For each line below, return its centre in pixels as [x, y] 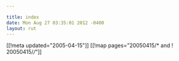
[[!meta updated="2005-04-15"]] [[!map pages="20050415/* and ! [90, 45]
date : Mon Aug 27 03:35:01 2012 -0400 [55, 23]
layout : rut [21, 28]
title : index [23, 17]
